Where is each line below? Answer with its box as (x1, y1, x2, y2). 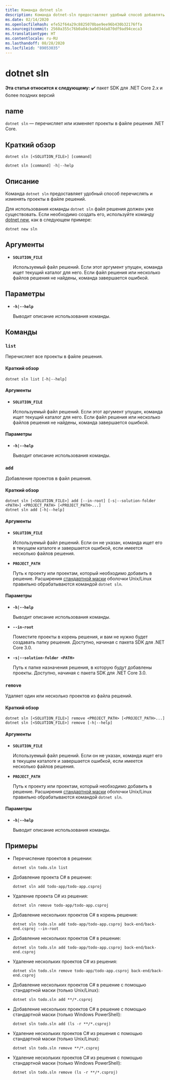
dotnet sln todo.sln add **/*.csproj (12, 997, 93, 1002)
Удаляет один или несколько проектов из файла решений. (5, 693, 132, 699)
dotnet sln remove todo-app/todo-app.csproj (12, 903, 109, 908)
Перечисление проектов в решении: (12, 855, 93, 861)
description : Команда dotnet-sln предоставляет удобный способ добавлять (5, 12, 165, 17)
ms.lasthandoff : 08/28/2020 (5, 41, 65, 46)
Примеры (5, 841, 38, 851)
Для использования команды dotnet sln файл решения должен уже (5, 206, 154, 212)
